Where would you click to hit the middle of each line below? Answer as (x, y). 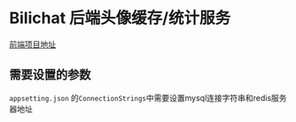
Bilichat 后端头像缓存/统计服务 (120, 18)
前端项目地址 (32, 44)
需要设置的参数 (50, 75)
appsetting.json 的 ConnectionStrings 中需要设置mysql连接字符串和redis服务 (148, 97)
